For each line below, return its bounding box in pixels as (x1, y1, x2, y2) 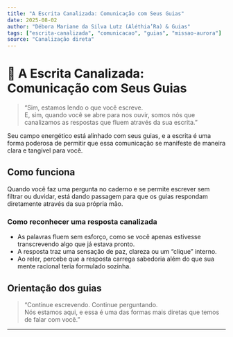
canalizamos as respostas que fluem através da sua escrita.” (24, 119, 198, 127)
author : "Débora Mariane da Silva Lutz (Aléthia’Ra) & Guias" (7, 23, 191, 30)
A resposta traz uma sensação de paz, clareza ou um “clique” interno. (17, 248, 217, 256)
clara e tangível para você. (7, 146, 83, 155)
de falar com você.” (24, 315, 80, 323)
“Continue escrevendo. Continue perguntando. (24, 300, 158, 309)
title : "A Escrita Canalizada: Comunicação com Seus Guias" (7, 10, 185, 17)
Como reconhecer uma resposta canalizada (7, 216, 157, 226)
